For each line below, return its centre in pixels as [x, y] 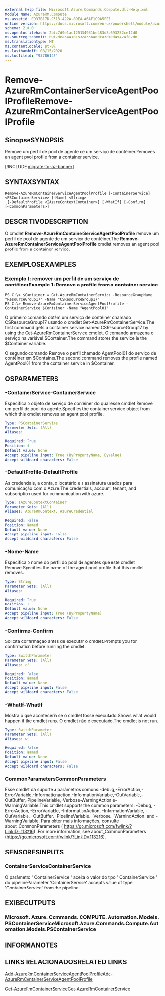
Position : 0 [17, 446]
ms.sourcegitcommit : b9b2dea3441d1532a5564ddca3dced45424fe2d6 [71, 37]
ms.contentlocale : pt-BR [30, 46]
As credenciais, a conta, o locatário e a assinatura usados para [69, 483]
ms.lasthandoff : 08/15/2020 [34, 51]
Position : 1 [17, 605]
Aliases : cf [17, 665]
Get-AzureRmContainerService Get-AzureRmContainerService [68, 989]
